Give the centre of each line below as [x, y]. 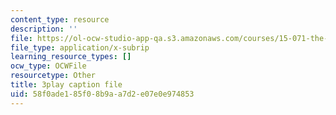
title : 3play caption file [66, 85]
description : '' [44, 29]
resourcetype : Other [53, 76]
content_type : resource [60, 19]
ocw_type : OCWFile [48, 66]
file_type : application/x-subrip [80, 47]
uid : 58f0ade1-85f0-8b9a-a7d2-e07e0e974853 [102, 94]
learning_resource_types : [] [71, 57]
